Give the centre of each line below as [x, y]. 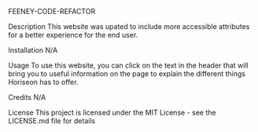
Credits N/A [27, 97]
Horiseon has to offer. [43, 82]
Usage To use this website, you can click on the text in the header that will [129, 65]
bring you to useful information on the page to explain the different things [127, 73]
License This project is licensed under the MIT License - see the [112, 112]
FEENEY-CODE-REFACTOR [52, 11]
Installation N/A [33, 50]
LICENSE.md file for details [52, 121]
